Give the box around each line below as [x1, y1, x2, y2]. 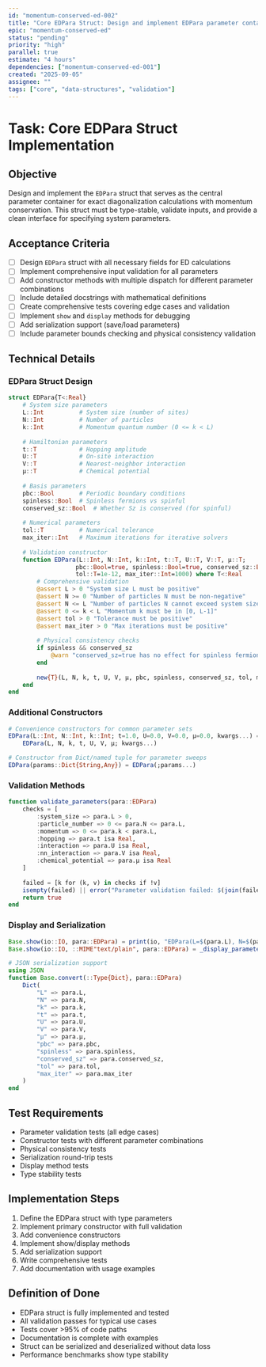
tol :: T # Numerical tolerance [22, 526, 154, 534]
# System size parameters [22, 401, 108, 409]
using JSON [8, 966, 44, 974]
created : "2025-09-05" [8, 70, 83, 78]
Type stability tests [19, 1169, 82, 1179]
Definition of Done [8, 1287, 101, 1301]
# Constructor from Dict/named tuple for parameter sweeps [8, 754, 207, 762]
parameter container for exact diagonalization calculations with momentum [8, 197, 253, 207]
